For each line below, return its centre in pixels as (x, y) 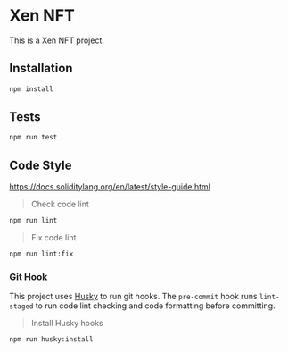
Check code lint (60, 204)
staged (21, 307)
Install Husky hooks (67, 324)
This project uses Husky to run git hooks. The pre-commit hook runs (133, 297)
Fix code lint (53, 237)
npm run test (33, 138)
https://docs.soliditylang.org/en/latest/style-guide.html (110, 187)
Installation (41, 68)
